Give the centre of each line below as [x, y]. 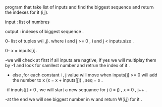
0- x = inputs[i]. [21, 51]
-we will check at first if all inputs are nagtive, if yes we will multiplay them [81, 60]
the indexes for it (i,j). [27, 12]
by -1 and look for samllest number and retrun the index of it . [68, 65]
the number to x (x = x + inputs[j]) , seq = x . [57, 80]
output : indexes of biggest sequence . [45, 31]
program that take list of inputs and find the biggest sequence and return [80, 7]
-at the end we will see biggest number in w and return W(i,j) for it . [74, 99]
